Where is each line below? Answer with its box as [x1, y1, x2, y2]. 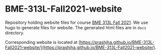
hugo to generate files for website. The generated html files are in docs [5, 24, 147, 30]
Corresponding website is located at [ [5, 39, 81, 45]
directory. [5, 30, 24, 36]
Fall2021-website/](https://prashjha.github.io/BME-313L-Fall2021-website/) [5, 44, 155, 50]
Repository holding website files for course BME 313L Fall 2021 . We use [5, 19, 148, 25]
